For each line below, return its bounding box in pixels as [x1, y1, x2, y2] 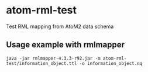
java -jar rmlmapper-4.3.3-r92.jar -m [6, 55, 101, 61]
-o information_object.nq [79, 60, 143, 66]
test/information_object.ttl [6, 60, 77, 66]
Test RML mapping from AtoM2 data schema [6, 23, 114, 30]
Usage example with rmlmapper [6, 40, 125, 50]
